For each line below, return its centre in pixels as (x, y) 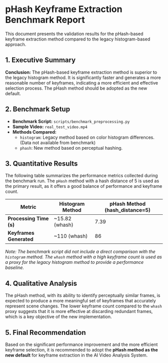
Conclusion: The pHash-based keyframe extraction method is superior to (81, 72)
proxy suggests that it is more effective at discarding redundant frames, (79, 311)
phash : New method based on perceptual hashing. (71, 148)
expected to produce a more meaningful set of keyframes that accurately (80, 301)
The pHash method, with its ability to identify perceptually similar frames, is (83, 295)
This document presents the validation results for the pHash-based (74, 34)
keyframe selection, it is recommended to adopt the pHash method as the (82, 350)
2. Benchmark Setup (38, 109)
